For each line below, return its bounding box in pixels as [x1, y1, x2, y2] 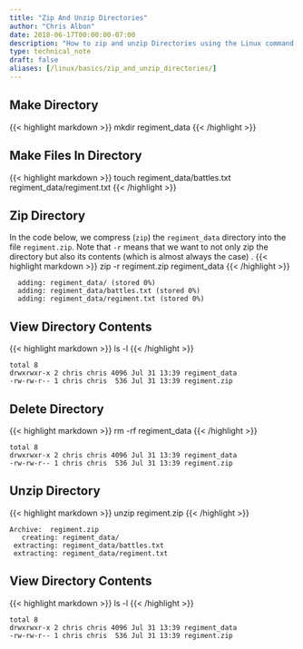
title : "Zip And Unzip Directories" [9, 13, 148, 23]
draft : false [9, 55, 59, 64]
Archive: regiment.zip [9, 525, 100, 534]
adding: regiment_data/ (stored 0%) [17, 279, 156, 288]
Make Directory [9, 97, 99, 113]
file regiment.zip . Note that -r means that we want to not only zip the [9, 241, 269, 252]
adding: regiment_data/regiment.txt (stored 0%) [17, 294, 205, 304]
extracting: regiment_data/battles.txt [13, 541, 165, 550]
